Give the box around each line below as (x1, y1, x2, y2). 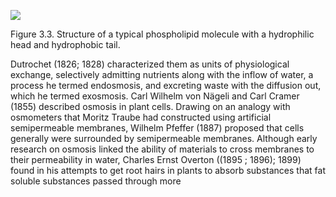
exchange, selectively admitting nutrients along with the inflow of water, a (10, 69, 314, 80)
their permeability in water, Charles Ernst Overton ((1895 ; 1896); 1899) (10, 154, 302, 165)
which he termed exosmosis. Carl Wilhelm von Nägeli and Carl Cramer (10, 90, 300, 102)
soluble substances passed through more (10, 175, 182, 187)
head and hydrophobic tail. (10, 39, 121, 50)
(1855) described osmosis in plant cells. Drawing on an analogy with (10, 101, 291, 112)
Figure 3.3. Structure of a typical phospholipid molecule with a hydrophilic (10, 28, 315, 40)
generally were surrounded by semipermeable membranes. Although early (10, 133, 318, 144)
